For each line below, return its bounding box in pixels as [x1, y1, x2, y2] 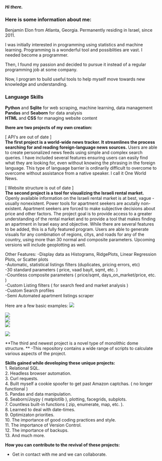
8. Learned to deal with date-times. [5, 406, 75, 412]
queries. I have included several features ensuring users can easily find [5, 154, 148, 160]
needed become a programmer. [5, 52, 69, 58]
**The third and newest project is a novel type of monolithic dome [5, 340, 139, 346]
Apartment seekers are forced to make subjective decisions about [23, 205, 156, 211]
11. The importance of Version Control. [5, 422, 82, 428]
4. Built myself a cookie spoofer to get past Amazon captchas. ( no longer [5, 381, 153, 386]
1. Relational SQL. [5, 365, 40, 371]
